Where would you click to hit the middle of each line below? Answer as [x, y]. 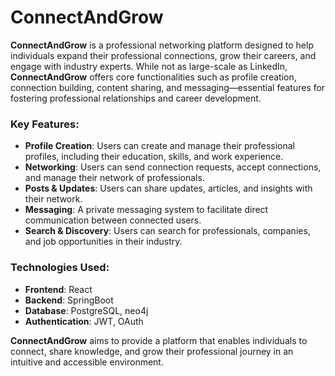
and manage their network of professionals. [114, 178]
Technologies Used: [60, 268]
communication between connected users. [113, 220]
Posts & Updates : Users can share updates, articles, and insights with [168, 188]
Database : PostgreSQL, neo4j [86, 310]
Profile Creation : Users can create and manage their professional [160, 146]
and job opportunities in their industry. [103, 242]
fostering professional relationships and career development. [136, 98]
